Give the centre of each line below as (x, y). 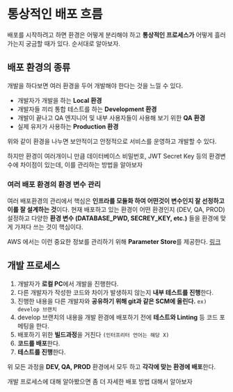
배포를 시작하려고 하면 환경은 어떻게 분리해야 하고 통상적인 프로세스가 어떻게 (110, 35)
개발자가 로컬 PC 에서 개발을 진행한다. (68, 284)
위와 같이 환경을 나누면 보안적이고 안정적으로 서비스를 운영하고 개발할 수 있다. (112, 141)
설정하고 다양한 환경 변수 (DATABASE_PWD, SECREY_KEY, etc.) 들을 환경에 (113, 218)
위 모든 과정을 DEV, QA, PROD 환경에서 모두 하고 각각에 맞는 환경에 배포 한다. (112, 366)
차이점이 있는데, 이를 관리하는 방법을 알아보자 (81, 165)
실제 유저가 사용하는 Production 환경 (68, 126)
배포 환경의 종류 (39, 68)
